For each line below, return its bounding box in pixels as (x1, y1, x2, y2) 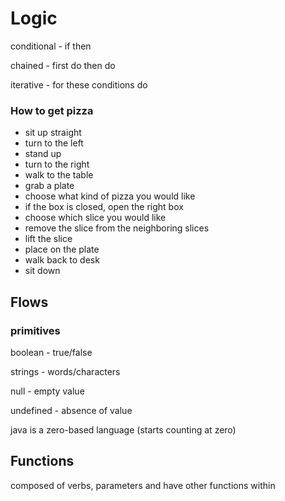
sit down (24, 265, 61, 277)
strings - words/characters (10, 365, 121, 377)
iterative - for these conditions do (10, 78, 148, 91)
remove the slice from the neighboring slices (24, 222, 210, 234)
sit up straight (24, 127, 82, 139)
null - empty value (10, 385, 85, 397)
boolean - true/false (10, 346, 93, 358)
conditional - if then (10, 40, 92, 52)
